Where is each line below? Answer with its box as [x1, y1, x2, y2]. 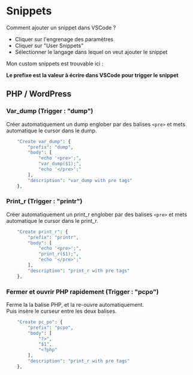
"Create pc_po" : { [17, 319, 63, 325]
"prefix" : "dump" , [28, 144, 74, 150]
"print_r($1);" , [38, 251, 79, 257]
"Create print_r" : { [17, 229, 68, 235]
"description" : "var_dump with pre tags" [28, 177, 133, 183]
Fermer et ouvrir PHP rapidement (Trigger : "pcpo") [6, 288, 159, 296]
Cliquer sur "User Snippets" [14, 42, 84, 49]
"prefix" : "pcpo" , [28, 325, 74, 331]
